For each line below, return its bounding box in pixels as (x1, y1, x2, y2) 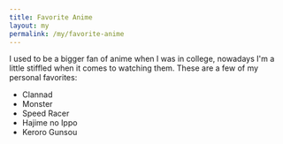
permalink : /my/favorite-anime (9, 29, 125, 38)
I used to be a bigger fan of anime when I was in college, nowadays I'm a (9, 54, 275, 64)
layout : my (9, 21, 50, 30)
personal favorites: (9, 72, 78, 83)
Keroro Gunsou (21, 127, 78, 138)
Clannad (21, 89, 53, 100)
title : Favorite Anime (9, 12, 93, 22)
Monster (21, 99, 53, 110)
